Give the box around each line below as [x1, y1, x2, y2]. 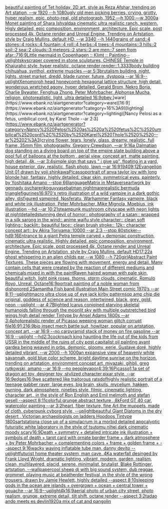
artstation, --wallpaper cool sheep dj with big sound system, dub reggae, [5, 466, 154, 472]
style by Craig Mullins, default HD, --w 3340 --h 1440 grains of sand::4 [5, 36, 151, 42]
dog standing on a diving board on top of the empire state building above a [5, 147, 159, 153]
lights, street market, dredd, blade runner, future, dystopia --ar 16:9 [5, 73, 144, 79]
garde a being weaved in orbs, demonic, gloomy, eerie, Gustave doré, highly [5, 344, 161, 350]
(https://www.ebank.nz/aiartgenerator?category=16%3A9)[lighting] [5, 105, 144, 111]
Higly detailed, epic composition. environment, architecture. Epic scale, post [5, 25, 162, 31]
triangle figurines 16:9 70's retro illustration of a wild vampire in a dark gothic [5, 190, 160, 196]
